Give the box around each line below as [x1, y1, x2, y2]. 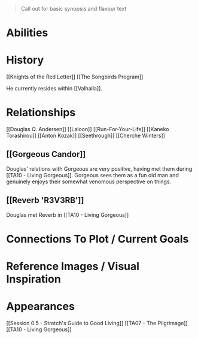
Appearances [6, 299, 75, 313]
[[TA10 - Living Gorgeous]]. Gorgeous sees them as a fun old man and [6, 171, 179, 178]
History [6, 53, 44, 67]
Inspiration [6, 273, 61, 286]
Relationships [6, 106, 76, 119]
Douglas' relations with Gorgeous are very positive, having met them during [6, 165, 193, 172]
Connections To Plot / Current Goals [6, 232, 189, 246]
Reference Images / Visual [6, 260, 139, 273]
